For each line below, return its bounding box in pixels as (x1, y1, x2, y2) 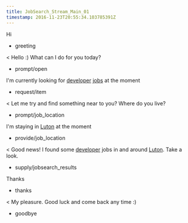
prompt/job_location (14, 111, 64, 118)
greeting (14, 42, 36, 49)
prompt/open (14, 65, 48, 72)
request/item (14, 88, 47, 95)
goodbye (14, 209, 37, 217)
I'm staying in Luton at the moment (6, 123, 92, 130)
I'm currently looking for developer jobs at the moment (6, 77, 140, 84)
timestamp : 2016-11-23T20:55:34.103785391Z (6, 14, 116, 20)
